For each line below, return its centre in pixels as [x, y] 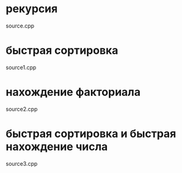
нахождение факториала [73, 92]
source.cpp [20, 26]
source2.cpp [22, 109]
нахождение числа [57, 147]
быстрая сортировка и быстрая [91, 134]
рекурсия [32, 9]
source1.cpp [21, 67]
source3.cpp [22, 163]
